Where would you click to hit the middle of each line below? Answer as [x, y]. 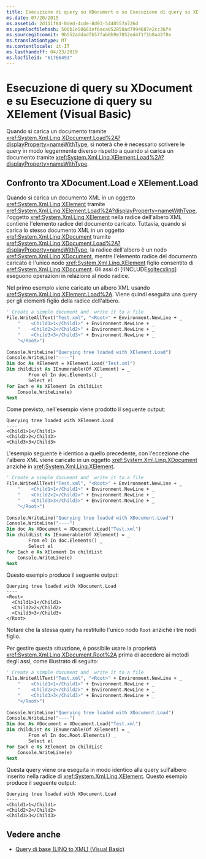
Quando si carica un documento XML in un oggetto [71, 198]
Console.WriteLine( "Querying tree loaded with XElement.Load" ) [89, 352]
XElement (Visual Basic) [69, 114]
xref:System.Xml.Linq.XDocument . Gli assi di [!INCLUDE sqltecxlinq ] [91, 269]
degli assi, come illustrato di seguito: [52, 661]
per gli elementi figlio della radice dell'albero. [63, 301]
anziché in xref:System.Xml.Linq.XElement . [61, 466]
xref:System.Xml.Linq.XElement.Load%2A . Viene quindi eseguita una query [102, 295]
